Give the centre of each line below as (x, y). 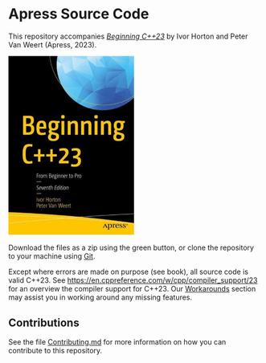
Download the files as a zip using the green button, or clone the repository (131, 248)
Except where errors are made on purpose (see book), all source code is (129, 272)
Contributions (44, 322)
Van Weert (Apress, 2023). (53, 44)
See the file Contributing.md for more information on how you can (117, 342)
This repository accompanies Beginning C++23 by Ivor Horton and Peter (128, 36)
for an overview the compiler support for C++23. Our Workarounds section (132, 289)
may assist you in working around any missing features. (100, 297)
